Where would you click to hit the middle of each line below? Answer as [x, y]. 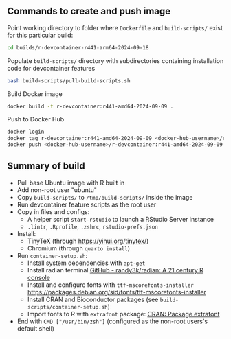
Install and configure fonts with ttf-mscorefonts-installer [110, 285]
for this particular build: [40, 35]
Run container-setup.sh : [52, 255]
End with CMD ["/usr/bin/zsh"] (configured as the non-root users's [112, 321]
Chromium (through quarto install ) [79, 248]
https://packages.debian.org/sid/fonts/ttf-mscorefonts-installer [117, 292]
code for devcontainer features [51, 68]
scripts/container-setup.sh [67, 307]
